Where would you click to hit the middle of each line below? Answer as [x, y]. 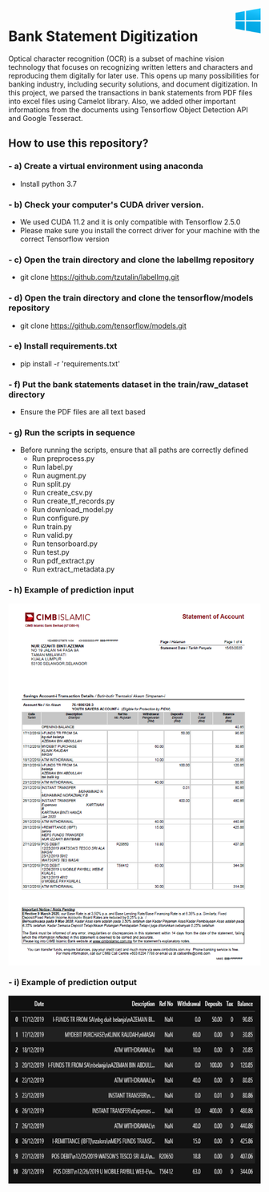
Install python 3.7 [48, 184]
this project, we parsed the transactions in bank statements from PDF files [130, 92]
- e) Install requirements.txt [63, 346]
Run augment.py [59, 475]
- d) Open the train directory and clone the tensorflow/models [131, 298]
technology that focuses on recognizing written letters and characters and [131, 67]
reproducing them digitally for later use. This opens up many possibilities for [134, 75]
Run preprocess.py [63, 459]
